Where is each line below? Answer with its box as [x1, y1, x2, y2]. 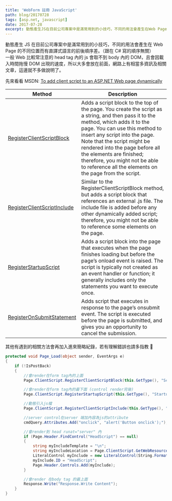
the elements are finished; [81, 151, 144, 158]
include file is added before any [81, 204, 157, 211]
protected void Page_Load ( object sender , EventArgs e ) [5, 354, 125, 359]
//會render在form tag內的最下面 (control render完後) [24, 387, 134, 392]
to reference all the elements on [81, 163, 158, 171]
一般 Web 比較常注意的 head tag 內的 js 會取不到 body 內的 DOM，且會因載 [5, 54, 164, 61]
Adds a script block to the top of [81, 99, 159, 106]
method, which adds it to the [81, 119, 150, 126]
